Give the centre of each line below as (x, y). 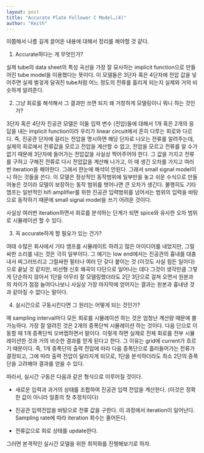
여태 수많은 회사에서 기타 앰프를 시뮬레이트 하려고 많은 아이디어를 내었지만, (95, 246)
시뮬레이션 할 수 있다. (38, 221)
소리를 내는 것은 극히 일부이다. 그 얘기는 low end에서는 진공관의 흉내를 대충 (107, 254)
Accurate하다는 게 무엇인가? (49, 54)
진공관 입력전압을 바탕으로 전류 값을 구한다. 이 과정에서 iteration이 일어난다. (105, 410)
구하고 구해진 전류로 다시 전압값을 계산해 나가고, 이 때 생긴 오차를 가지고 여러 (104, 162)
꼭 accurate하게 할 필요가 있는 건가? (58, 234)
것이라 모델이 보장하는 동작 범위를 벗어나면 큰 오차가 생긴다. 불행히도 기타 (109, 185)
